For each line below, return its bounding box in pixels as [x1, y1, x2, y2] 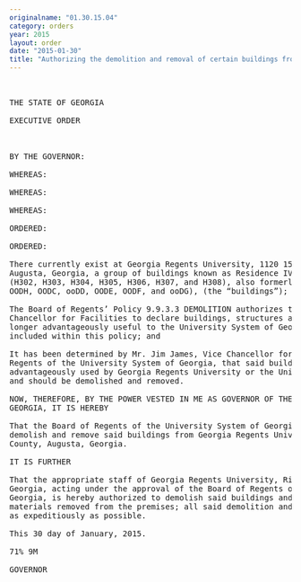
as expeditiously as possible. [9, 511, 147, 521]
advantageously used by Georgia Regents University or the [9, 367, 275, 377]
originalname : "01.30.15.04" [9, 13, 118, 22]
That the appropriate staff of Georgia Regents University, [9, 475, 279, 485]
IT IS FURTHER [9, 457, 72, 467]
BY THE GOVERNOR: [9, 152, 85, 162]
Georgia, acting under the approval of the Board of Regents [9, 484, 284, 494]
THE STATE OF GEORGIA [9, 98, 105, 108]
